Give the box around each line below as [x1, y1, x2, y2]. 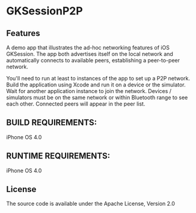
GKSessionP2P [6, 4, 83, 18]
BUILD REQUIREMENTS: [6, 118, 97, 128]
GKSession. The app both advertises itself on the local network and [6, 50, 173, 58]
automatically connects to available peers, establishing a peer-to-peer [6, 57, 180, 64]
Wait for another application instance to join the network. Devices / [6, 88, 172, 94]
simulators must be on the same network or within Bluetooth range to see [6, 94, 188, 101]
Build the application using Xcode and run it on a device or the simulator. [6, 81, 186, 88]
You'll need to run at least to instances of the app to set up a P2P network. [6, 75, 191, 82]
